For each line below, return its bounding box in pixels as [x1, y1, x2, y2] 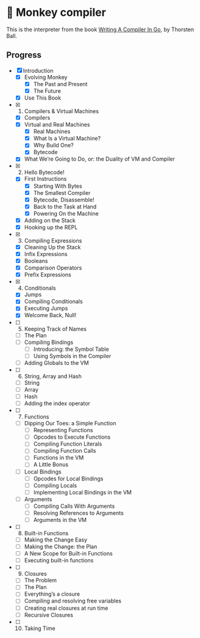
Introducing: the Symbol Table [33, 345, 109, 353]
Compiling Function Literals [33, 440, 102, 448]
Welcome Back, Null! [24, 312, 77, 319]
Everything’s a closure [24, 590, 80, 598]
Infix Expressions [24, 251, 68, 257]
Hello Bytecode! [24, 169, 65, 176]
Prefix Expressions [24, 271, 71, 279]
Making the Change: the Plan [24, 543, 98, 551]
